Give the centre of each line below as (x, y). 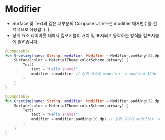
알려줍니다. (28, 42)
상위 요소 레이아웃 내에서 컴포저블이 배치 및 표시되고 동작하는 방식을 (77, 35)
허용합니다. (40, 29)
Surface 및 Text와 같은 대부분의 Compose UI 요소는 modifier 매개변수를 (82, 23)
